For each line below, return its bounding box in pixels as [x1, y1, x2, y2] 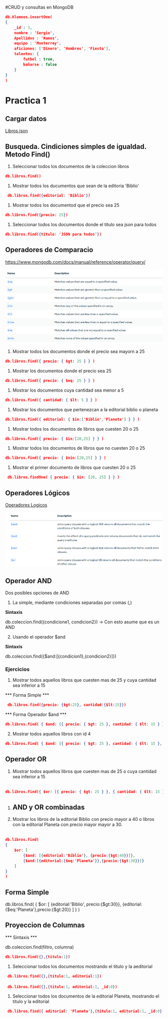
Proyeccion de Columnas [5, 921, 85, 929]
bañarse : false [23, 62, 57, 67]
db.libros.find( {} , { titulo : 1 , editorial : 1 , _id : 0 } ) [7, 984, 117, 989]
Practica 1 [5, 95, 46, 106]
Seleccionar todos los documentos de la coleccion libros [12, 164, 129, 170]
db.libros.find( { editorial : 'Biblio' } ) [7, 193, 91, 198]
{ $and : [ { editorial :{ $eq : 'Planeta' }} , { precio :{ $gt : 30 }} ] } [23, 858, 144, 863]
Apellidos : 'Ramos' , [14, 36, 59, 41]
